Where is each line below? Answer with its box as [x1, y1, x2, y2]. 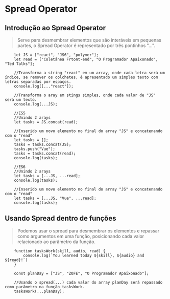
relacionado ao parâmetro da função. [17, 239, 95, 245]
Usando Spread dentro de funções [5, 214, 116, 223]
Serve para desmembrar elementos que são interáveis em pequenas [17, 37, 161, 43]
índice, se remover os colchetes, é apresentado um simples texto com [5, 75, 158, 80]
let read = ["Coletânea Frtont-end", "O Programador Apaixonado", [14, 57, 158, 62]
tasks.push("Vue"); [14, 146, 56, 152]
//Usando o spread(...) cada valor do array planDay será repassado [14, 280, 163, 285]
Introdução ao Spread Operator [5, 24, 106, 32]
